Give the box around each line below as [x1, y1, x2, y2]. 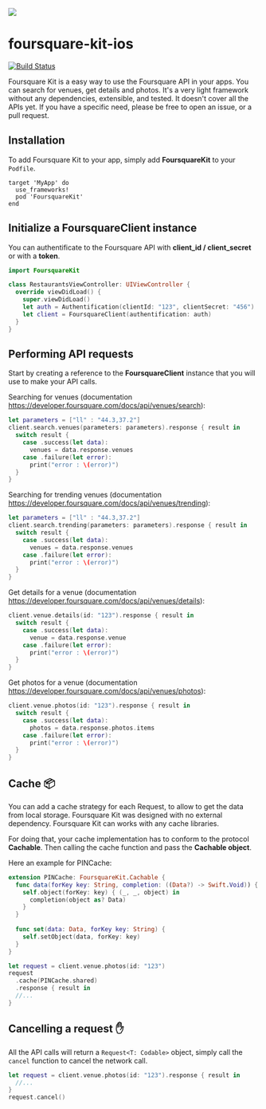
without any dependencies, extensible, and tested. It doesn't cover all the [8, 93, 249, 103]
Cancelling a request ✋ [8, 1022, 125, 1036]
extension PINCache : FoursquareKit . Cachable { [8, 873, 166, 881]
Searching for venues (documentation [8, 392, 133, 402]
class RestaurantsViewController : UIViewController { [8, 281, 191, 289]
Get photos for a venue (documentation [8, 678, 138, 687]
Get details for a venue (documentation [8, 588, 137, 597]
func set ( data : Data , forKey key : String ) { [15, 926, 166, 934]
